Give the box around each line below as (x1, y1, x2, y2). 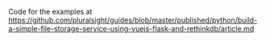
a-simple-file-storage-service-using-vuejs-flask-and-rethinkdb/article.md (8, 24, 255, 33)
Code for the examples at (8, 7, 93, 16)
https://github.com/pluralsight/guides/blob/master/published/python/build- (8, 15, 258, 25)
